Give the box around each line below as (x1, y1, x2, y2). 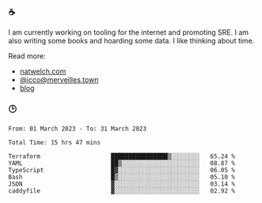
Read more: (8, 51, 46, 61)
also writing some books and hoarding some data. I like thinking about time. (8, 36, 255, 46)
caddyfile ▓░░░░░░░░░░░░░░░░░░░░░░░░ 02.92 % (8, 186, 236, 195)
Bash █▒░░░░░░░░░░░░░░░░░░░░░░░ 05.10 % (8, 173, 236, 181)
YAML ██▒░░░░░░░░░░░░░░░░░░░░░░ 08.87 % (8, 159, 236, 167)
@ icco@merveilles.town (19, 75, 99, 85)
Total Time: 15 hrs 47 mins (8, 138, 101, 146)
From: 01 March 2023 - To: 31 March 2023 (8, 125, 147, 133)
